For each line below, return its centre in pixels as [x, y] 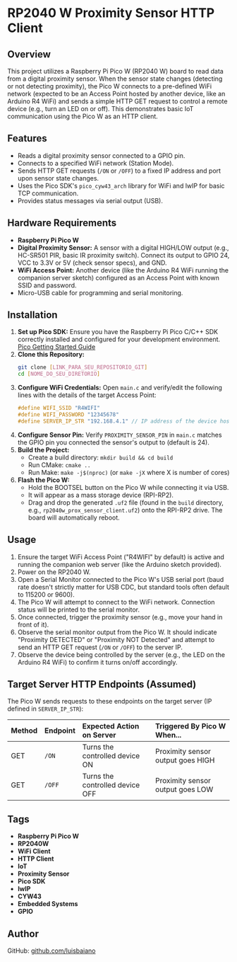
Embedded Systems [48, 904]
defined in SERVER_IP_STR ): [45, 709]
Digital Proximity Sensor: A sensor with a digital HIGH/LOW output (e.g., [123, 247]
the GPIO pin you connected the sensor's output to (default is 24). [114, 442]
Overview [29, 54]
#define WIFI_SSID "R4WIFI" [59, 408]
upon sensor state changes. [58, 178]
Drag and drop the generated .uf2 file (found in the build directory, [126, 502]
